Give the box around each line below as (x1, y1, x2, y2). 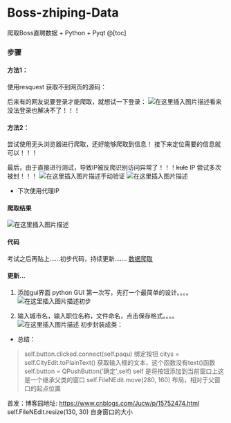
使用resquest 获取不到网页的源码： (7, 83, 107, 91)
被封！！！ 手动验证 (7, 172, 125, 181)
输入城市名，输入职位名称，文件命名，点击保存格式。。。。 (17, 312, 178, 320)
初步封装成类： (80, 320, 123, 328)
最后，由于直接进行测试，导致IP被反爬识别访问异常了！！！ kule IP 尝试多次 (7, 163, 221, 172)
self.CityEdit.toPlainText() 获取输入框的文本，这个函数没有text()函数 (24, 358, 216, 366)
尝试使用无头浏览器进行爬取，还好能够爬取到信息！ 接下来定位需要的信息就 (7, 140, 221, 148)
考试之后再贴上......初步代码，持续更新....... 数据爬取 (7, 254, 154, 262)
